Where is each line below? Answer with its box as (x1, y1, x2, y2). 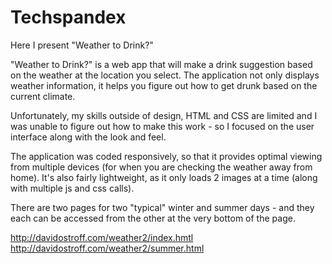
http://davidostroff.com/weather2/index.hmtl (10, 231, 194, 243)
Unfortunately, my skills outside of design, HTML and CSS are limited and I (10, 109, 318, 121)
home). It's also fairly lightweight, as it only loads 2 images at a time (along (10, 171, 318, 183)
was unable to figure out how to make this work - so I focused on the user (10, 120, 315, 132)
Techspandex (10, 6, 127, 29)
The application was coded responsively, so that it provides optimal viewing (10, 150, 323, 162)
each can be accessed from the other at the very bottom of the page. (10, 212, 296, 224)
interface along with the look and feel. (10, 131, 167, 143)
